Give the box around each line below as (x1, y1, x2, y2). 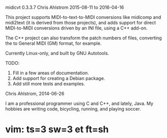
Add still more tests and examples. (12, 81, 85, 87)
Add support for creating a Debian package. (12, 75, 105, 81)
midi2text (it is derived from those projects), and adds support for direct (5, 20, 156, 25)
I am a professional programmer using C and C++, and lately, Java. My (5, 100, 154, 106)
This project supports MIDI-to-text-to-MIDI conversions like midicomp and (5, 14, 161, 20)
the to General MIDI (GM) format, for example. (5, 40, 102, 46)
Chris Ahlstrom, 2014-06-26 (5, 91, 65, 96)
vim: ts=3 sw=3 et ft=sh (5, 124, 109, 135)
